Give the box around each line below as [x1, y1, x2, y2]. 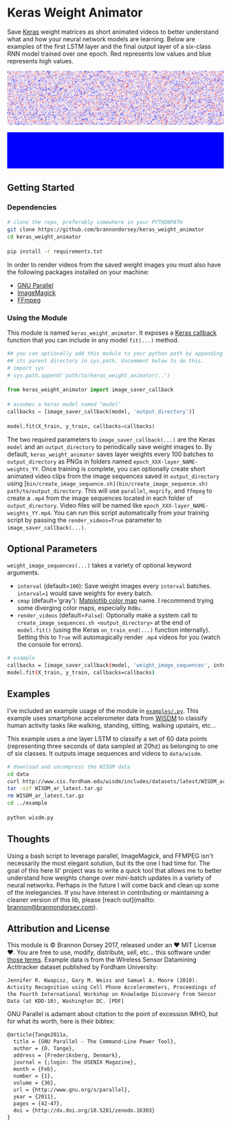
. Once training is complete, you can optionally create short [37, 464, 206, 473]
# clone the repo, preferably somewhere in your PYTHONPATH [7, 219, 184, 226]
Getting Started [7, 182, 75, 194]
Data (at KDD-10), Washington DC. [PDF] [7, 997, 125, 1005]
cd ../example [7, 800, 48, 807]
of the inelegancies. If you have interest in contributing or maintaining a [7, 888, 209, 896]
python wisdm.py [7, 814, 54, 821]
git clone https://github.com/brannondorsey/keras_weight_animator [7, 226, 205, 234]
